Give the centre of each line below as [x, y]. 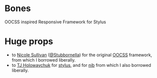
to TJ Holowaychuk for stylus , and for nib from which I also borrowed [81, 65]
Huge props [29, 41]
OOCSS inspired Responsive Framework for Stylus [55, 22]
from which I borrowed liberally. [44, 60]
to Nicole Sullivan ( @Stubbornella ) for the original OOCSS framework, [82, 55]
